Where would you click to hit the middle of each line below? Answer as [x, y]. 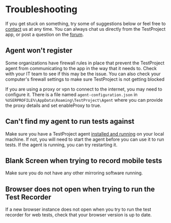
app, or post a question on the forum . [45, 34]
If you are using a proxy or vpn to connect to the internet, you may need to [84, 89]
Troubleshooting [41, 9]
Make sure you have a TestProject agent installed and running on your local [85, 133]
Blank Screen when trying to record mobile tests [84, 160]
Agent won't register [39, 50]
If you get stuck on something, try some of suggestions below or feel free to [86, 24]
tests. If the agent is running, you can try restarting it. [61, 145]
